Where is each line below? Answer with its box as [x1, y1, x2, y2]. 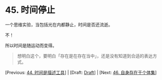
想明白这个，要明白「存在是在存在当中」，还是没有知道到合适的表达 [17, 53, 153, 59]
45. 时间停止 [5, 4, 55, 16]
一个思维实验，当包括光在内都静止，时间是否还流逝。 [5, 22, 113, 27]
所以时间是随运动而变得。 [5, 42, 57, 48]
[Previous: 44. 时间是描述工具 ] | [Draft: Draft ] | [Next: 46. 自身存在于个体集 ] [5, 69, 157, 75]
